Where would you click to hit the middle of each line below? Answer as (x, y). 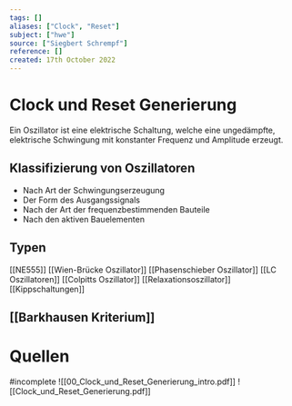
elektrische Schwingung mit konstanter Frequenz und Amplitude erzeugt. (146, 139)
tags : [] (26, 18)
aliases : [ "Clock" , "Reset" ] (65, 26)
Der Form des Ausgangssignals (81, 200)
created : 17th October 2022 (63, 60)
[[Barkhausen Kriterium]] (82, 317)
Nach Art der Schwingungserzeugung (94, 190)
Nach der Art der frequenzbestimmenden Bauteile (116, 209)
